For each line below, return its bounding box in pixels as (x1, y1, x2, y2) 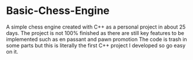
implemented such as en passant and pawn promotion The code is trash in (6, 36, 187, 43)
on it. (6, 48, 19, 55)
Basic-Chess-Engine (6, 4, 110, 17)
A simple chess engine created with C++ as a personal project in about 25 (6, 23, 186, 30)
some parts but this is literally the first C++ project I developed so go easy (6, 42, 186, 49)
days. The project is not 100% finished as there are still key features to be (6, 29, 184, 36)
